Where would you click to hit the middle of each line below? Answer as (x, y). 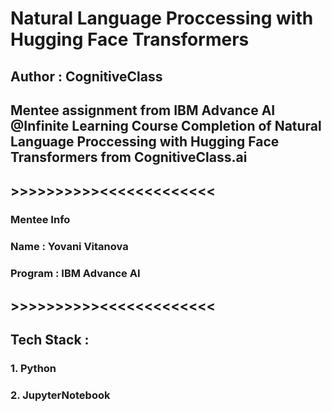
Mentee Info (40, 220)
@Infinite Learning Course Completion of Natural (166, 125)
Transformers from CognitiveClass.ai (129, 157)
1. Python (33, 368)
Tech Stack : (50, 339)
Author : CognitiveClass (86, 76)
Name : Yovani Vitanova (69, 247)
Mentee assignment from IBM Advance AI (143, 110)
